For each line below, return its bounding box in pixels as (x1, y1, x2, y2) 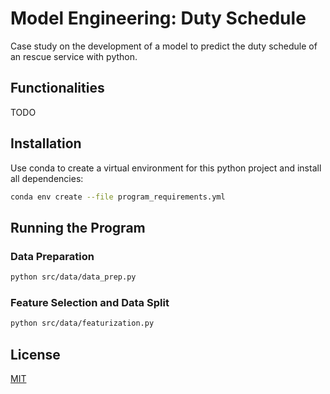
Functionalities (10, 80, 105, 97)
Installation (10, 135, 82, 152)
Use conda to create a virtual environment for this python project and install (10, 162, 322, 174)
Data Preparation (10, 249, 95, 263)
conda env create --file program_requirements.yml (10, 192, 226, 202)
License (10, 346, 61, 363)
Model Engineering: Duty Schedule (10, 7, 307, 30)
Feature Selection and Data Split (10, 295, 170, 309)
